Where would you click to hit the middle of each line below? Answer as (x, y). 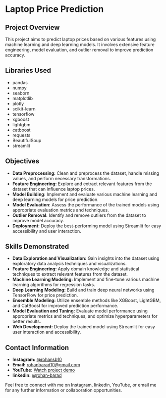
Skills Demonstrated (37, 247)
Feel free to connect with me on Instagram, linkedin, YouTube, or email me (81, 385)
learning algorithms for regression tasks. (54, 285)
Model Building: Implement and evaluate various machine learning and (85, 194)
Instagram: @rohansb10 (37, 359)
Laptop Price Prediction (55, 9)
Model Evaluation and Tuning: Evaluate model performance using (80, 311)
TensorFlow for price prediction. (45, 295)
